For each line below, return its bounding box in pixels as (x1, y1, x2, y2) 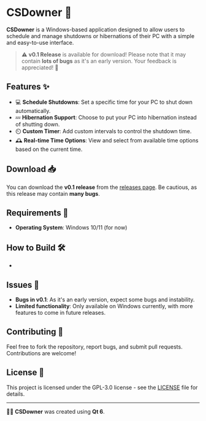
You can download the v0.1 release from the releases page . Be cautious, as (6, 183, 197, 191)
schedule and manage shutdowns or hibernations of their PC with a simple (6, 32, 195, 39)
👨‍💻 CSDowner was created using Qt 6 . (6, 407, 105, 415)
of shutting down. (15, 120, 60, 128)
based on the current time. (15, 145, 83, 153)
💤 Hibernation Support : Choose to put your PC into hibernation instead (15, 114, 197, 121)
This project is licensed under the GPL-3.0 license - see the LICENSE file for (6, 384, 198, 391)
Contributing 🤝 (6, 326, 64, 337)
